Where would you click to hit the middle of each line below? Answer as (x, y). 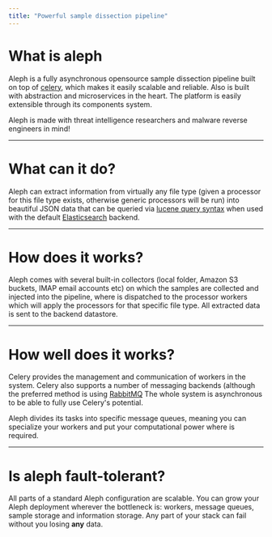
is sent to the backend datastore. (64, 314)
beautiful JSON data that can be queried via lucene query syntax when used (136, 208)
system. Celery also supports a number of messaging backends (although (132, 386)
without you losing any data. (56, 524)
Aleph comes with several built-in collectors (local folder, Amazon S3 (123, 279)
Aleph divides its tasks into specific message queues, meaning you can (127, 419)
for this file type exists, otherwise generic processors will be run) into (124, 200)
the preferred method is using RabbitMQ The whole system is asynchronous (136, 394)
